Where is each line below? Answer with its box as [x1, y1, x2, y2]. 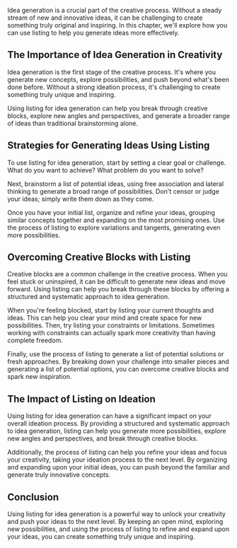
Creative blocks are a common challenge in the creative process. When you [7, 270, 228, 279]
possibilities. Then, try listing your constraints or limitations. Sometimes [7, 321, 215, 330]
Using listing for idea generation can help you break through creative [7, 104, 208, 112]
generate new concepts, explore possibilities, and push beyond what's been [7, 75, 230, 83]
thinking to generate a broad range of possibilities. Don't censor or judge [7, 187, 219, 195]
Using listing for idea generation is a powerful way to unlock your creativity [7, 510, 226, 518]
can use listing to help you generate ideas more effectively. [7, 28, 180, 37]
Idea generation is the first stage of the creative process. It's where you [7, 67, 216, 76]
